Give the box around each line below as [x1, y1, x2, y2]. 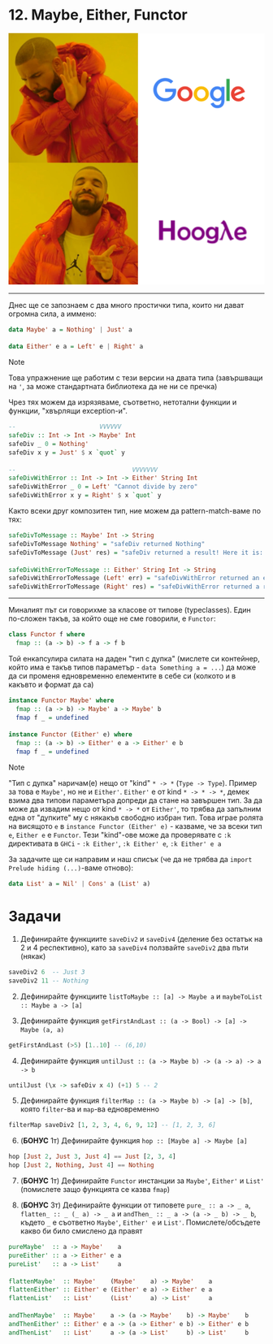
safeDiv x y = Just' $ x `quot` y [8, 449, 126, 457]
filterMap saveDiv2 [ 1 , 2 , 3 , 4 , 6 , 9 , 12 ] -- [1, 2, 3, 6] [8, 1121, 217, 1129]
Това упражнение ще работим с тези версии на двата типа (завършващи [8, 373, 263, 383]
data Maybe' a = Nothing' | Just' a [8, 325, 132, 334]
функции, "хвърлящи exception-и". [8, 406, 128, 416]
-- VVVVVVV [8, 466, 158, 474]
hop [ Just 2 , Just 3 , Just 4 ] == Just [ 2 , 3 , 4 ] [8, 1152, 176, 1161]
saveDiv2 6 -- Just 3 [8, 968, 85, 976]
